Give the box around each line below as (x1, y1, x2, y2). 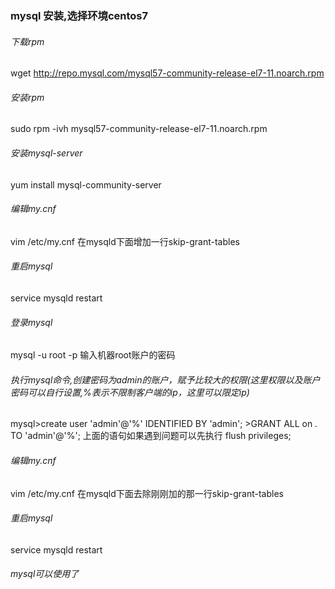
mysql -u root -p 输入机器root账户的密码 (10, 349, 176, 361)
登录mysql (10, 316, 53, 328)
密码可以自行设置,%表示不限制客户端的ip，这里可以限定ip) (10, 386, 250, 398)
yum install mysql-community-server (10, 178, 162, 191)
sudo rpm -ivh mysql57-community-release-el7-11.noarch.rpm (10, 123, 268, 135)
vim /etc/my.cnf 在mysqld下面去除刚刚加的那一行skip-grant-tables (10, 487, 284, 499)
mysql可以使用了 (10, 568, 80, 580)
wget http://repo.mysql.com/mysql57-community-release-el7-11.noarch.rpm (10, 67, 325, 79)
